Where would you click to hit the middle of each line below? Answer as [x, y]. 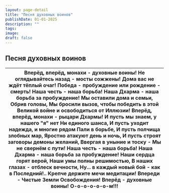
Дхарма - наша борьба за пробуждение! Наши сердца [84, 154]
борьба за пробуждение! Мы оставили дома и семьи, [84, 98]
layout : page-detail [27, 10]
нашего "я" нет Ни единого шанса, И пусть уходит [84, 123]
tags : [11, 29]
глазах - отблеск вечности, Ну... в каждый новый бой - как [84, 167]
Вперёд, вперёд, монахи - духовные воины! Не [84, 73]
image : [12, 33]
